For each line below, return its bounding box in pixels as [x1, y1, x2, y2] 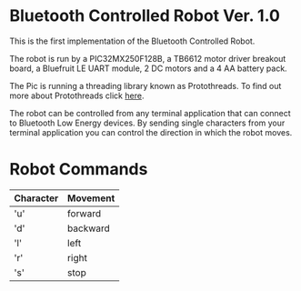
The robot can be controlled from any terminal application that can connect [9, 107, 291, 118]
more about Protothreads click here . [9, 90, 145, 101]
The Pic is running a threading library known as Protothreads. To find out [9, 80, 282, 91]
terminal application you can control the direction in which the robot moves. [9, 126, 293, 137]
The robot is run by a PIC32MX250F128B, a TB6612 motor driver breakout [9, 53, 286, 64]
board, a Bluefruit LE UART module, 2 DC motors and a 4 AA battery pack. [9, 63, 288, 74]
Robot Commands [9, 159, 148, 180]
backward [66, 222, 111, 235]
